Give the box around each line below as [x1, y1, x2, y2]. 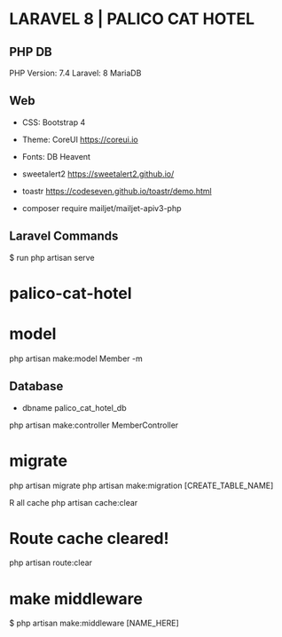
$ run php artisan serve [9, 252, 95, 263]
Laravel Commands [9, 229, 119, 244]
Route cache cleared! [9, 528, 169, 548]
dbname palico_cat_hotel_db [21, 402, 127, 413]
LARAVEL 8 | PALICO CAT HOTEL [9, 9, 255, 29]
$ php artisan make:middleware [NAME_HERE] [9, 617, 179, 629]
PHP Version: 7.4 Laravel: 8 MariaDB [9, 67, 142, 78]
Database [9, 379, 64, 394]
